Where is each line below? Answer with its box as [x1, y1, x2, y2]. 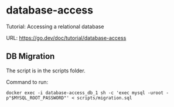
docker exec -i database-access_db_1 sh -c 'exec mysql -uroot [6, 89, 164, 96]
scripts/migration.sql [77, 95, 132, 101]
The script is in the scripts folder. [6, 67, 86, 74]
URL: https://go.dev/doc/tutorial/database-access [6, 34, 127, 41]
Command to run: [6, 78, 49, 85]
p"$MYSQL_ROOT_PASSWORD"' [6, 95, 69, 101]
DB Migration [6, 51, 55, 62]
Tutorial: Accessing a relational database [6, 23, 104, 30]
